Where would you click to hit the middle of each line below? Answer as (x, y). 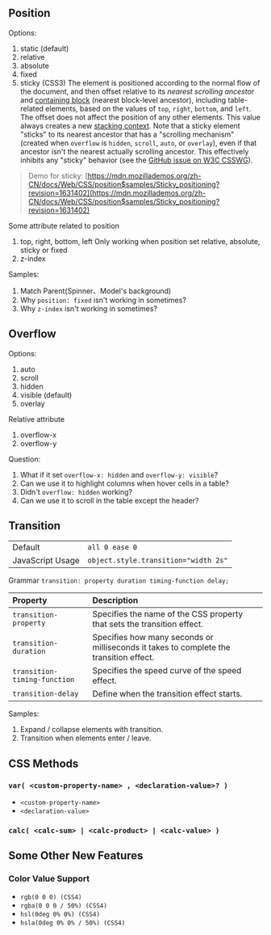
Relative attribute (37, 419)
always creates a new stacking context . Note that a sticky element (130, 125)
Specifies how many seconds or (153, 638)
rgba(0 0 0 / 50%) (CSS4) (63, 906)
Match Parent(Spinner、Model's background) (96, 291)
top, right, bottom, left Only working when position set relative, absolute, (140, 241)
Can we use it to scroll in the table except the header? (109, 500)
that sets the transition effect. (148, 624)
